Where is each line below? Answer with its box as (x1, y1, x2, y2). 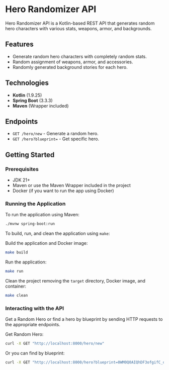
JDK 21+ (12, 177, 30, 183)
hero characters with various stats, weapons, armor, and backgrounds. (5, 25, 152, 31)
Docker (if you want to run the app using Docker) (12, 188, 114, 194)
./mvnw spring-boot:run (5, 221, 55, 227)
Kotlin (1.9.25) (12, 92, 42, 98)
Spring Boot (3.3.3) (12, 97, 53, 104)
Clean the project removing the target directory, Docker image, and (5, 277, 146, 284)
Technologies (5, 79, 49, 87)
